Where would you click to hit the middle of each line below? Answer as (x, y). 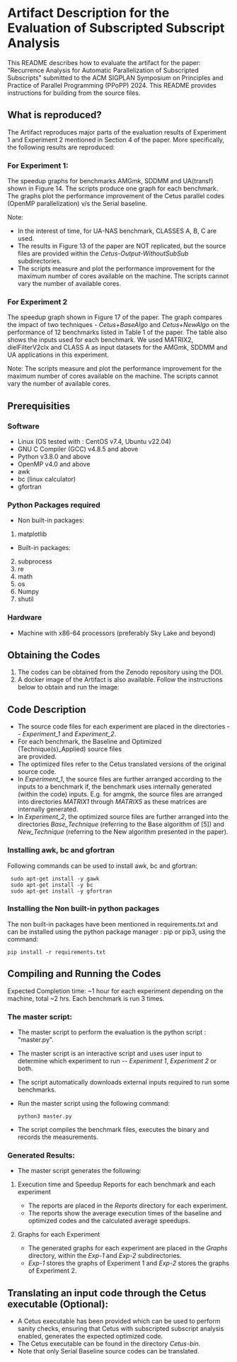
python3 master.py (45, 1116)
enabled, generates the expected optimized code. (90, 1337)
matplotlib (32, 534)
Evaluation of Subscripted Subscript (116, 28)
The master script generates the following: (79, 1171)
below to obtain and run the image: (68, 687)
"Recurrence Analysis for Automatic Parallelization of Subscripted (103, 70)
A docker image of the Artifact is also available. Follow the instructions (120, 680)
